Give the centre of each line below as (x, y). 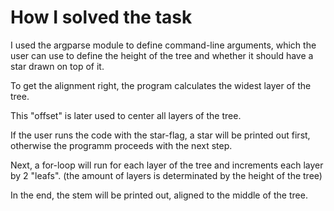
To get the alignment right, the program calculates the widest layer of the (161, 85)
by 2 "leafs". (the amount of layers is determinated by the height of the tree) (166, 175)
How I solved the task (101, 17)
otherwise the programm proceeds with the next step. (121, 145)
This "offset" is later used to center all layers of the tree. (126, 115)
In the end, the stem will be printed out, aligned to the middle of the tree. (159, 195)
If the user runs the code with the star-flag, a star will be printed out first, (160, 135)
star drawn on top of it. (57, 66)
